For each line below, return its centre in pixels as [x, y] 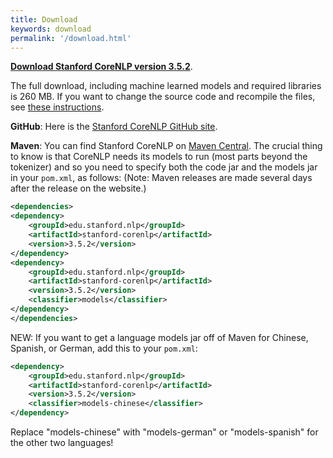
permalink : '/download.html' [71, 38]
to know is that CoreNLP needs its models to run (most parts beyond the [159, 157]
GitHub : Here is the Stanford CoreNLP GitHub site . [114, 127]
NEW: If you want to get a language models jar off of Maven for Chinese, [159, 337]
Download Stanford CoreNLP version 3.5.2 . [101, 67]
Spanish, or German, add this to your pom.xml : [104, 348]
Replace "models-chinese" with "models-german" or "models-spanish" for [164, 432]
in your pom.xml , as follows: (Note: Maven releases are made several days [161, 178]
